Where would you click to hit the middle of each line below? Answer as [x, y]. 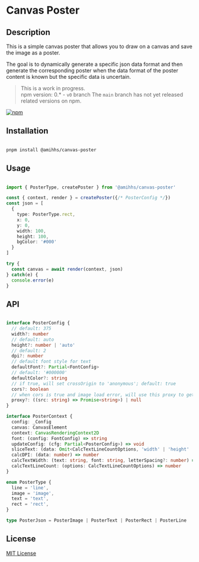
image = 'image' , [33, 493]
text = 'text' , [30, 499]
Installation [27, 131]
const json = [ [25, 203]
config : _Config [31, 422]
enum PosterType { [29, 482]
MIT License [21, 553]
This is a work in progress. [53, 88]
